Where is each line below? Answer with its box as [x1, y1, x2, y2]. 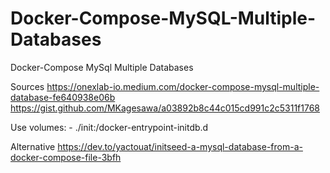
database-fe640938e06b [10, 91, 116, 103]
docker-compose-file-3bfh [10, 151, 122, 163]
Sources [10, 80, 45, 92]
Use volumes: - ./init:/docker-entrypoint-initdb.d [10, 121, 209, 133]
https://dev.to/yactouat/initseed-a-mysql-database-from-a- [57, 140, 303, 152]
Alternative [10, 140, 56, 152]
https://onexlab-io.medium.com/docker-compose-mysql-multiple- [46, 80, 320, 92]
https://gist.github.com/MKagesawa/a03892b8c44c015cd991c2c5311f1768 [10, 102, 320, 114]
